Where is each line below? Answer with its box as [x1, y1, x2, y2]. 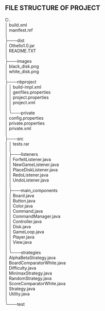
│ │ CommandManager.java [5, 213, 61, 219]
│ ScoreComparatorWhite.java [5, 280, 66, 286]
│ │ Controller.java [5, 219, 42, 224]
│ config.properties [5, 115, 44, 121]
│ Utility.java [5, 291, 30, 296]
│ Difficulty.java [5, 265, 36, 271]
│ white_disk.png [5, 68, 39, 74]
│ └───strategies [5, 249, 41, 255]
